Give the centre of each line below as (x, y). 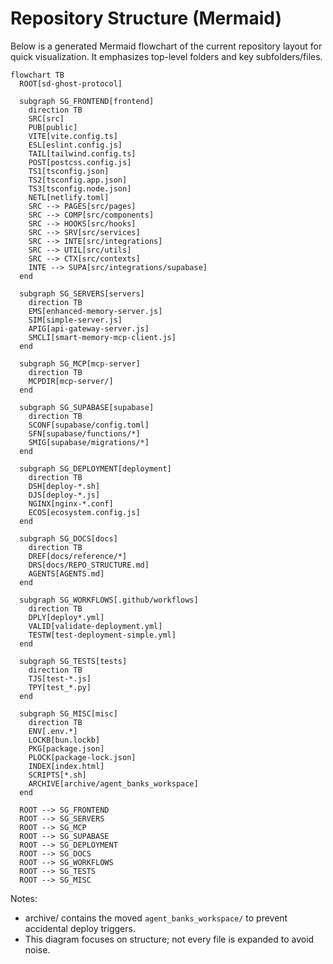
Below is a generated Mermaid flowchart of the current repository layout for (166, 46)
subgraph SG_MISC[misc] (68, 713)
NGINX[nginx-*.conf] (71, 503)
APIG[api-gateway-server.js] (89, 328)
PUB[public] (53, 127)
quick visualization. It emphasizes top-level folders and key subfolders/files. (166, 56)
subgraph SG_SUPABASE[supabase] (87, 407)
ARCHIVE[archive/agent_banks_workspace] (113, 783)
